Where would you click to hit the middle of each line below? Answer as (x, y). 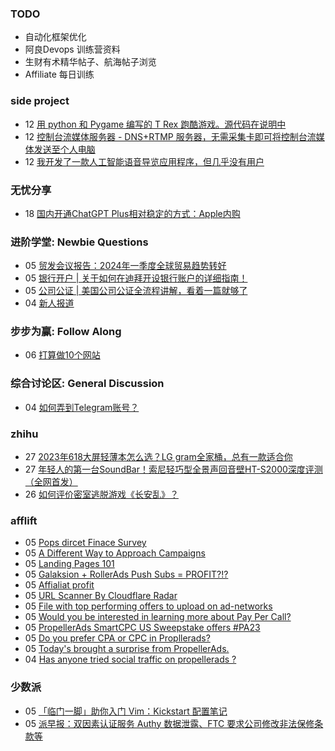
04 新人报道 (49, 303)
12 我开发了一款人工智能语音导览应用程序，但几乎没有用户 (144, 161)
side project (40, 101)
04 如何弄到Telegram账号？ (82, 407)
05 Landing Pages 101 (69, 564)
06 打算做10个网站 (62, 355)
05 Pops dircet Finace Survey (85, 543)
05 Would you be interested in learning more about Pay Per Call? (158, 617)
